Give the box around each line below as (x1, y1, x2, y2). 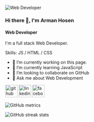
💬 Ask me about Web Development (12, 75, 83, 81)
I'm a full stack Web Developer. (5, 40, 68, 46)
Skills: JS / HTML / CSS (5, 50, 53, 56)
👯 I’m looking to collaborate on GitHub (12, 70, 90, 76)
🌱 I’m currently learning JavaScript (12, 65, 83, 71)
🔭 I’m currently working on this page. (12, 59, 87, 65)
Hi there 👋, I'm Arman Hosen (5, 17, 74, 24)
